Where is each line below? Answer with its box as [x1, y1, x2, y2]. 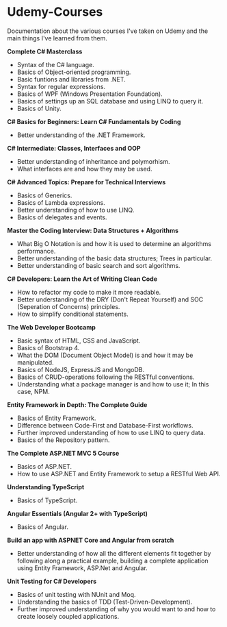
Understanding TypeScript [7, 482, 85, 491]
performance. [16, 247, 56, 255]
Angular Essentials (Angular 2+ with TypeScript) [7, 509, 148, 517]
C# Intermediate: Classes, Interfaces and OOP [7, 144, 142, 152]
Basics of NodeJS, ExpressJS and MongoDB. [16, 365, 145, 373]
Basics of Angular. [16, 522, 68, 531]
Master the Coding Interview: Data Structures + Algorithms [7, 226, 179, 234]
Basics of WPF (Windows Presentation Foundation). [16, 90, 163, 98]
